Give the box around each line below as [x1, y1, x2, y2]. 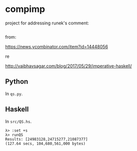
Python [5, 77, 28, 86]
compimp [5, 3, 45, 15]
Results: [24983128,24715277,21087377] [5, 137, 88, 142]
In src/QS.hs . [5, 118, 32, 124]
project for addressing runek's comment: [5, 20, 89, 26]
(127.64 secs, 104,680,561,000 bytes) [5, 141, 86, 146]
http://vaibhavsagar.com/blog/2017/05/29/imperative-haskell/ [5, 63, 132, 69]
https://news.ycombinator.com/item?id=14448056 [5, 43, 108, 49]
